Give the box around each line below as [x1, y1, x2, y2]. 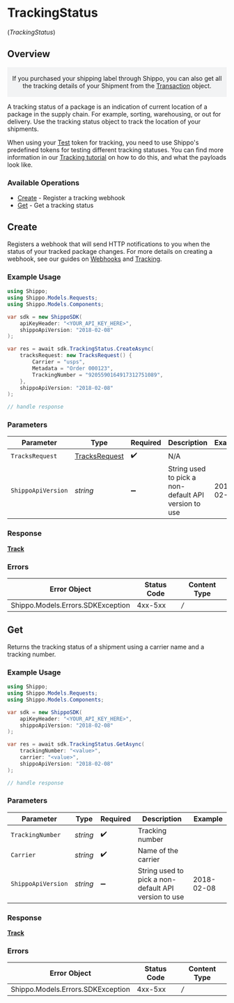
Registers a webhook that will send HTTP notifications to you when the [7, 239, 210, 248]
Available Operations [7, 178, 80, 188]
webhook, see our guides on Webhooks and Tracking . [7, 255, 162, 263]
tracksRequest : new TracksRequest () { [19, 352, 132, 359]
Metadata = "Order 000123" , [32, 365, 114, 372]
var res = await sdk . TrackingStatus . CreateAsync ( [7, 345, 155, 353]
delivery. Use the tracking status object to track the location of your [7, 117, 201, 126]
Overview [7, 48, 51, 60]
